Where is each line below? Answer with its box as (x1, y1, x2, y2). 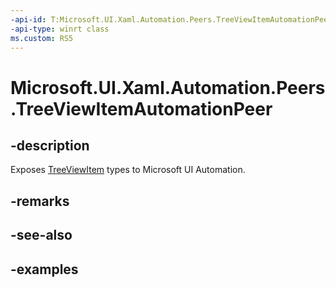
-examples (10, 261, 79, 278)
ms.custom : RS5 (10, 33, 74, 43)
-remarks (10, 192, 70, 210)
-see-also (10, 227, 73, 244)
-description (10, 137, 90, 154)
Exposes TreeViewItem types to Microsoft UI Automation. (10, 164, 246, 176)
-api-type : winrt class (10, 24, 110, 34)
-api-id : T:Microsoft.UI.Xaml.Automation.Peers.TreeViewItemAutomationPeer (10, 14, 333, 25)
